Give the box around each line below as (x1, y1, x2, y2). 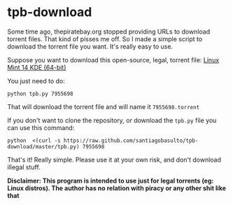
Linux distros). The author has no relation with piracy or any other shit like (7, 183, 226, 192)
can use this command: (7, 123, 75, 132)
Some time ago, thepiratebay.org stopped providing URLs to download (7, 27, 211, 36)
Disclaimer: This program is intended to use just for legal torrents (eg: (7, 176, 214, 185)
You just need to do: (7, 76, 65, 85)
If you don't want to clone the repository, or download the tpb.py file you (7, 116, 217, 125)
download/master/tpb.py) (7, 143, 80, 150)
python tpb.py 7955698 (7, 90, 73, 97)
